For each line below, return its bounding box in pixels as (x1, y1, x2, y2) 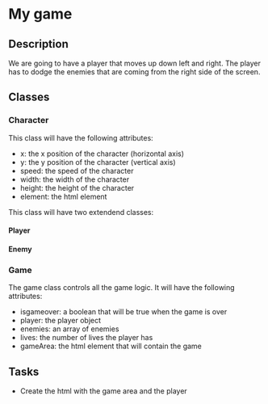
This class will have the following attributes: (8, 133, 153, 142)
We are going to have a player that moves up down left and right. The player (8, 58, 261, 68)
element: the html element (19, 191, 107, 201)
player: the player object (19, 316, 102, 326)
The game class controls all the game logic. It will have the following (8, 283, 236, 292)
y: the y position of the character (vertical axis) (19, 157, 176, 166)
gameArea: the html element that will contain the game (19, 341, 202, 351)
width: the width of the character (19, 175, 130, 184)
